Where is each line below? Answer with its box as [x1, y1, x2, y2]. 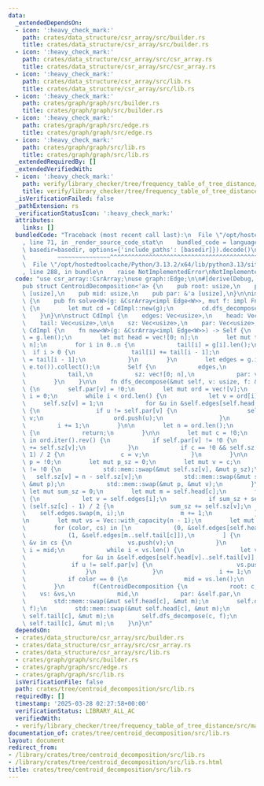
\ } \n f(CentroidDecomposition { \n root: [22, 583, 247, 591]
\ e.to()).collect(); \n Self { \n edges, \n [22, 363, 226, 371]
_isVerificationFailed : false [15, 195, 114, 202]
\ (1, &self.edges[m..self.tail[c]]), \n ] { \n [22, 532, 241, 539]
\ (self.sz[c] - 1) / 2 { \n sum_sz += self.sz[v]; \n [22, 502, 251, 510]
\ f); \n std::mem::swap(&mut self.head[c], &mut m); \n [22, 604, 230, 613]
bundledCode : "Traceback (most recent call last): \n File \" [15, 232, 223, 239]
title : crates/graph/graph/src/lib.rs [22, 150, 149, 158]
